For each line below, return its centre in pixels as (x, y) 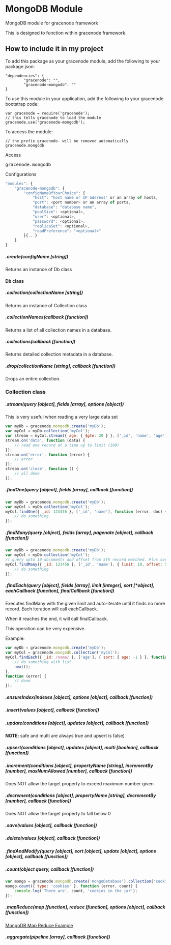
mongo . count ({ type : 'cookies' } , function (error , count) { (72, 886)
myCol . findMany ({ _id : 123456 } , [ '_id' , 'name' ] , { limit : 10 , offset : (84, 564)
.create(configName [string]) (37, 256)
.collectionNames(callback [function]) (47, 317)
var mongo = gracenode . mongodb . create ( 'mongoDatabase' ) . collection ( (79, 881)
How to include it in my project (54, 49)
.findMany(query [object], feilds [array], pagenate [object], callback (79, 533)
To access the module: (29, 131)
